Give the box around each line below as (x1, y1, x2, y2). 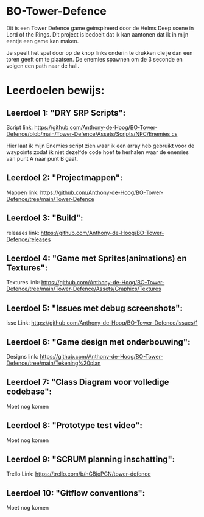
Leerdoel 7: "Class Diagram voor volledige (6, 377, 169, 387)
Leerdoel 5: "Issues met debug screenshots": (6, 303, 183, 313)
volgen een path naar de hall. (6, 62, 80, 69)
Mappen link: (6, 189, 39, 196)
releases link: (6, 229, 40, 236)
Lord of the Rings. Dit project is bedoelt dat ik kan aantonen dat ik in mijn (6, 30, 189, 38)
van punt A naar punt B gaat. (6, 155, 78, 162)
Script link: (6, 124, 33, 131)
